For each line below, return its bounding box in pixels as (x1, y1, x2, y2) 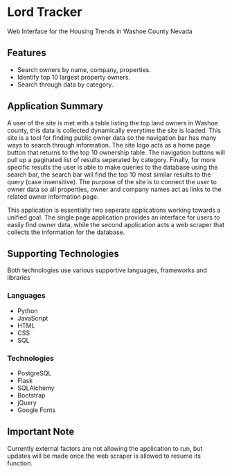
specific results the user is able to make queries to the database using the (7, 163, 218, 171)
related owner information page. (7, 192, 99, 201)
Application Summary (7, 100, 104, 112)
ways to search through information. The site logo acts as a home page (7, 141, 211, 149)
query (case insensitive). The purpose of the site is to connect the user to (7, 177, 217, 186)
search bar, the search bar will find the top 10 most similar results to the (7, 170, 211, 179)
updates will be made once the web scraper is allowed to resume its (7, 452, 201, 460)
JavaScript (17, 314, 48, 322)
